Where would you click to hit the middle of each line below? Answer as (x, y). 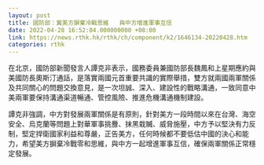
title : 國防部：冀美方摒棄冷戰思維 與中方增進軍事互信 (90, 23)
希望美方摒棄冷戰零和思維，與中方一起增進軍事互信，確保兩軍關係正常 (135, 144)
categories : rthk (37, 45)
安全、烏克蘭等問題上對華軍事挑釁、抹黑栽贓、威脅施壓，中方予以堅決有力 (128, 124)
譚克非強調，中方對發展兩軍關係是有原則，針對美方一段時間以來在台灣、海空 (132, 114)
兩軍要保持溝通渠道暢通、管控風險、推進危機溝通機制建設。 (111, 97)
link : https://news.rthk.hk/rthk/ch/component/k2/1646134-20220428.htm (128, 37)
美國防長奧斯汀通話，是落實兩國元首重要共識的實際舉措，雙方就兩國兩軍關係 (132, 78)
